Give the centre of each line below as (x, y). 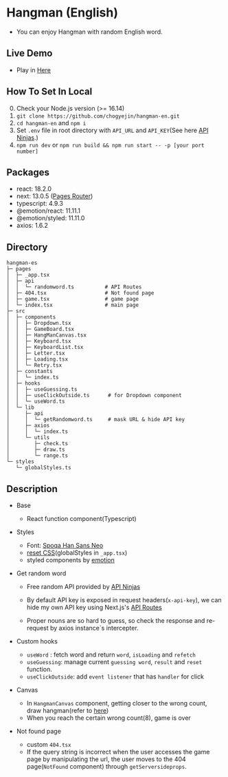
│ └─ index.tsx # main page (72, 305)
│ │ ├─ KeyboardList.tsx (45, 348)
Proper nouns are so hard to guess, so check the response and (116, 620)
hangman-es (22, 263)
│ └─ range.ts (37, 456)
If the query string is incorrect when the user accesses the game (118, 752)
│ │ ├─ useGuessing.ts (42, 390)
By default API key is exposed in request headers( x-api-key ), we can (124, 600)
